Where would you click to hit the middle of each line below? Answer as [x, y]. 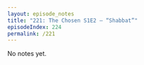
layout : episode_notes [41, 14]
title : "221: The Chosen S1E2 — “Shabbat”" [73, 20]
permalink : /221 [31, 34]
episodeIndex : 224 [34, 27]
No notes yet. [27, 54]
